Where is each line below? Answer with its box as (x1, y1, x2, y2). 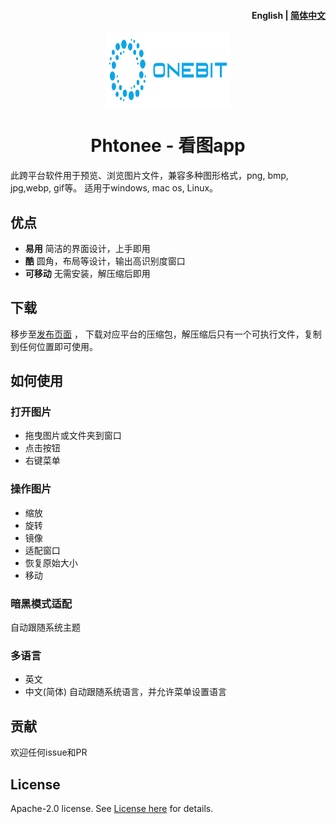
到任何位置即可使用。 (10, 340, 98, 352)
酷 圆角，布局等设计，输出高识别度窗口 (24, 255, 186, 267)
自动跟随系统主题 (10, 621, 81, 634)
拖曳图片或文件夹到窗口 (24, 430, 122, 442)
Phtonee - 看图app (90, 135, 246, 157)
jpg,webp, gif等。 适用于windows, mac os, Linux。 (10, 182, 219, 194)
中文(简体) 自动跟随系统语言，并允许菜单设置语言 (24, 686, 227, 698)
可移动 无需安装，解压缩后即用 (24, 267, 151, 279)
